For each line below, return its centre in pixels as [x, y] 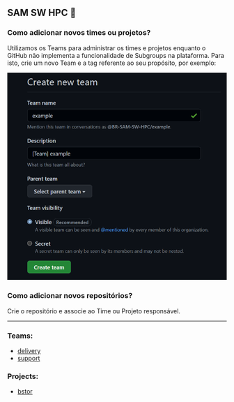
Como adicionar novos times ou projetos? [79, 33]
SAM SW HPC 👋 [42, 13]
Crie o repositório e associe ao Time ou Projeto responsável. [94, 311]
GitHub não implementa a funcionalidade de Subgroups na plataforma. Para [116, 55]
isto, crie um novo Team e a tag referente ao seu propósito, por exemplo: [112, 63]
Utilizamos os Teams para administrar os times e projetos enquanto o [107, 48]
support [29, 358]
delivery [29, 350]
